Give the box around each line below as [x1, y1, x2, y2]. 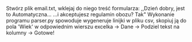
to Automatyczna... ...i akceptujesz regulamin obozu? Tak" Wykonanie [6, 11, 174, 18]
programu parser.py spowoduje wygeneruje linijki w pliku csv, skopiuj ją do [6, 17, 187, 24]
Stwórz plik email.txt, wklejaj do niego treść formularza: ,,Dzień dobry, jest [6, 5, 186, 12]
